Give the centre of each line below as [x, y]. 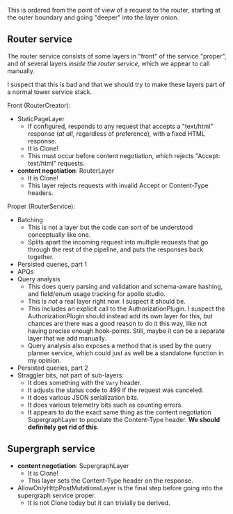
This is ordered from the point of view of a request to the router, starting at [114, 10]
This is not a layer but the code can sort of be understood [110, 227]
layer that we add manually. [67, 338]
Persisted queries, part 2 [53, 368]
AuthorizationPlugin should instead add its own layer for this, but [120, 316]
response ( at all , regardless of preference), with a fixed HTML [116, 133]
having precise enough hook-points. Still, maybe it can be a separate [126, 331]
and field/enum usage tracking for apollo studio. [96, 294]
